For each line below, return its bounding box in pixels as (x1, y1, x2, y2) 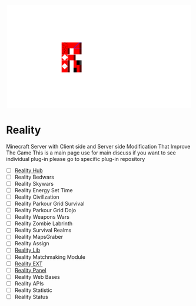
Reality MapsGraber (14, 233, 64, 241)
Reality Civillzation (14, 193, 60, 200)
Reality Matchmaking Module (14, 253, 85, 261)
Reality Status (14, 293, 48, 300)
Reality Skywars (14, 180, 54, 187)
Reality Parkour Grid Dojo (14, 207, 77, 214)
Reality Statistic (14, 287, 53, 294)
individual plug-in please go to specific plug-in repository (6, 155, 145, 162)
